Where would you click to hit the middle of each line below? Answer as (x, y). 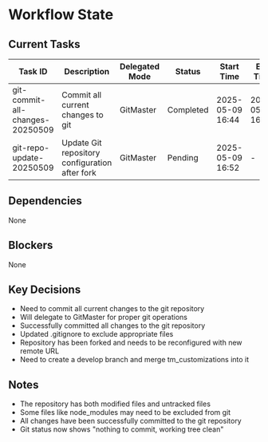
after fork (79, 173)
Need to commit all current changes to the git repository (112, 309)
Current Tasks (44, 44)
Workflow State (61, 15)
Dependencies (45, 201)
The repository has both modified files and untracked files (115, 404)
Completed (188, 110)
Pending (183, 158)
